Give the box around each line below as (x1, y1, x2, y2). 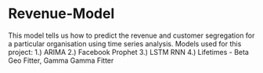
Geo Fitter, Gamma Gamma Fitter (8, 56, 114, 65)
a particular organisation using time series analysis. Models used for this (8, 38, 242, 48)
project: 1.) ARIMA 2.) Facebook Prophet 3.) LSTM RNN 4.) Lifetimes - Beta (8, 47, 249, 57)
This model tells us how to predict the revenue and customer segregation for (8, 31, 255, 40)
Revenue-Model (8, 5, 115, 23)
